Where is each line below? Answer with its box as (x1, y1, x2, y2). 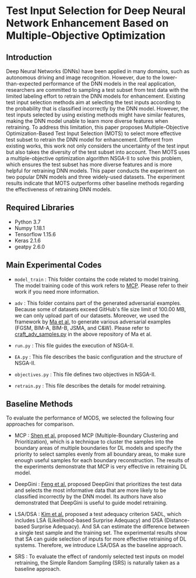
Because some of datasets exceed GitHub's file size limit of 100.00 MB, (14, 305, 186, 312)
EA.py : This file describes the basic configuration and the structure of (14, 353, 183, 360)
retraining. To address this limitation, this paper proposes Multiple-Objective (6, 124, 189, 130)
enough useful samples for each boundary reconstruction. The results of (14, 457, 190, 464)
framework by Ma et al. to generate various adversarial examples (14, 318, 171, 325)
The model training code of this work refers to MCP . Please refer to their (14, 282, 188, 289)
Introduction (6, 52, 52, 62)
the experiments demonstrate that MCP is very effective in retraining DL (14, 463, 188, 470)
